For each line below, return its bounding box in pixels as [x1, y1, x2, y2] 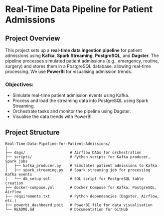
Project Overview [5, 34, 60, 42]
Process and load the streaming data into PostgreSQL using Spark [12, 97, 149, 103]
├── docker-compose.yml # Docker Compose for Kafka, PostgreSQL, [5, 185, 157, 190]
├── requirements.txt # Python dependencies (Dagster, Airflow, [5, 194, 160, 199]
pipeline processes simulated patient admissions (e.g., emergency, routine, [5, 58, 160, 63]
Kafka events [5, 172, 32, 177]
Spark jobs [5, 159, 28, 164]
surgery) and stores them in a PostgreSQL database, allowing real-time [5, 63, 151, 69]
